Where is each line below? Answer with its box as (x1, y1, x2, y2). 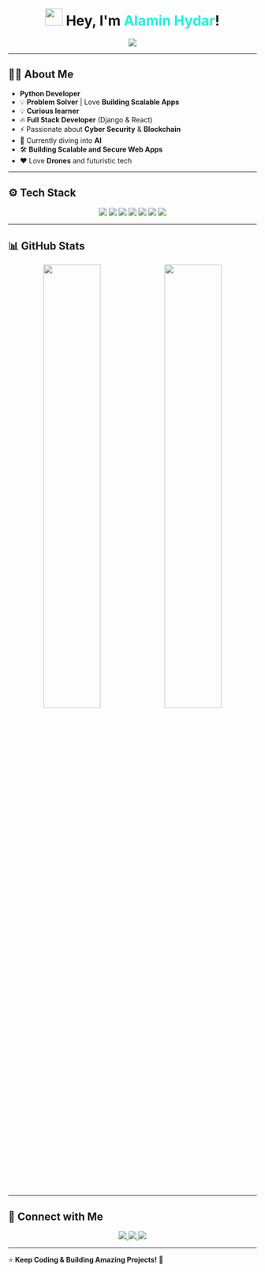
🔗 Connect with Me (8, 1210, 104, 1223)
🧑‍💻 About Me (8, 68, 74, 81)
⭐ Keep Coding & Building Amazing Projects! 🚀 (8, 1255, 164, 1265)
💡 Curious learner (19, 106, 80, 115)
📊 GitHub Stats (8, 239, 85, 253)
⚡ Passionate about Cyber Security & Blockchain (19, 124, 181, 133)
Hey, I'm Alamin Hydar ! (65, 12, 220, 30)
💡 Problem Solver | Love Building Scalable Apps (19, 97, 180, 107)
